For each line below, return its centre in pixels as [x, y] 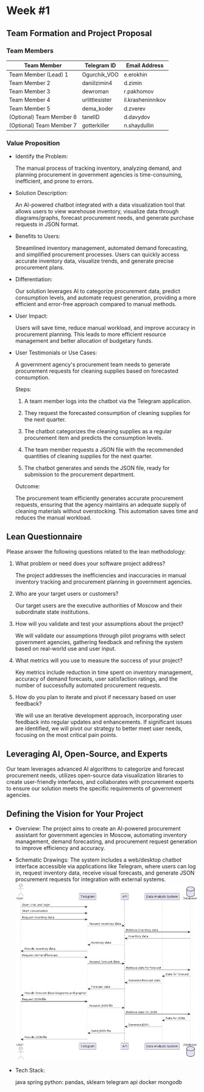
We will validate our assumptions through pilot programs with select [100, 636]
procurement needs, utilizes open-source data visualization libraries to [95, 775]
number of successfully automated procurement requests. [88, 685]
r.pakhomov [139, 92]
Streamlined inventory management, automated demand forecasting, [101, 247]
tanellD [91, 117]
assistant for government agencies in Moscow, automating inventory [101, 835]
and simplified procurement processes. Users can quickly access [97, 254]
